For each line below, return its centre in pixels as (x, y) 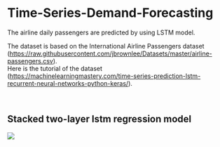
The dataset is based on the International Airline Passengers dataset (106, 46)
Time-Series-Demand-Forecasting (110, 13)
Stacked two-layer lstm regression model (99, 119)
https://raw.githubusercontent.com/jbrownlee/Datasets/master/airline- (111, 53)
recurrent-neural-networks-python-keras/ (68, 83)
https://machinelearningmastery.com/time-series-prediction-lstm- (105, 76)
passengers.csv (30, 60)
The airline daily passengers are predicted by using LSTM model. (101, 32)
